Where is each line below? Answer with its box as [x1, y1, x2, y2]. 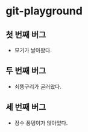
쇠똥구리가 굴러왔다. [14, 83, 61, 90]
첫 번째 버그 [5, 29, 46, 40]
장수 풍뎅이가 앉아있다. [14, 119, 68, 127]
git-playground [5, 4, 83, 18]
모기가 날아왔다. [14, 47, 52, 53]
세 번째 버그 [5, 102, 46, 112]
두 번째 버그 [5, 66, 46, 76]
